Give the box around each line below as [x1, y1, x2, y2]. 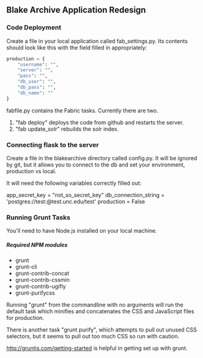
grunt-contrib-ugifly [15, 282, 66, 290]
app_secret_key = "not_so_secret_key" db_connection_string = [6, 191, 165, 198]
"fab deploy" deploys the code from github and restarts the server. [15, 119, 184, 126]
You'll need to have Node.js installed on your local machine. [6, 227, 158, 235]
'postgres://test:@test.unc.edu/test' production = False [6, 198, 145, 205]
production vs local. [6, 167, 56, 174]
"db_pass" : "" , [17, 84, 56, 91]
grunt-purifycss [15, 289, 55, 297]
